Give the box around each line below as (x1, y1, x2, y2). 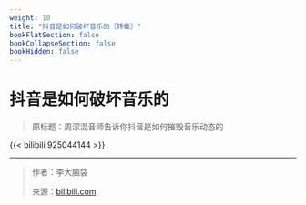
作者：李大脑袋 (31, 167, 88, 178)
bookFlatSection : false (9, 30, 100, 39)
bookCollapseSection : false (9, 38, 117, 48)
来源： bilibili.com (31, 186, 97, 197)
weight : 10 (9, 13, 51, 23)
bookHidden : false (9, 47, 79, 56)
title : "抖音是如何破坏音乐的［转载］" (9, 22, 141, 31)
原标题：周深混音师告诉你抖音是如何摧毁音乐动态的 (31, 121, 224, 132)
